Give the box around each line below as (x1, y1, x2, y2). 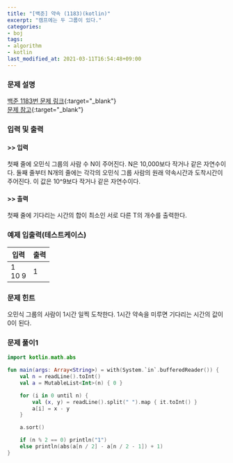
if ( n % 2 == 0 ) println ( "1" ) (19, 437, 108, 444)
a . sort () (19, 424, 45, 431)
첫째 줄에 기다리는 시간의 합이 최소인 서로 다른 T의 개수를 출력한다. (7, 211, 188, 220)
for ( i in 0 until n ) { (19, 392, 89, 399)
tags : (7, 36, 23, 43)
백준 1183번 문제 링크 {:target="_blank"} (7, 97, 117, 105)
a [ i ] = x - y (32, 405, 70, 412)
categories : (7, 23, 42, 30)
